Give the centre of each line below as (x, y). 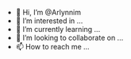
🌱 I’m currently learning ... (58, 29)
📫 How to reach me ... (52, 47)
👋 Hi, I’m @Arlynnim (48, 12)
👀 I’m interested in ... (49, 21)
